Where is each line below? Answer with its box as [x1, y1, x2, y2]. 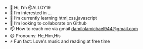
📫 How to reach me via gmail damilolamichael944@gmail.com [9, 26, 138, 31]
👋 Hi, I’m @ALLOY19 [9, 5, 51, 10]
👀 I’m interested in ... [9, 10, 52, 16]
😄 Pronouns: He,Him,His [9, 33, 61, 39]
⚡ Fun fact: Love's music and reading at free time [9, 38, 110, 44]
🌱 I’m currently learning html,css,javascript [9, 15, 97, 21]
